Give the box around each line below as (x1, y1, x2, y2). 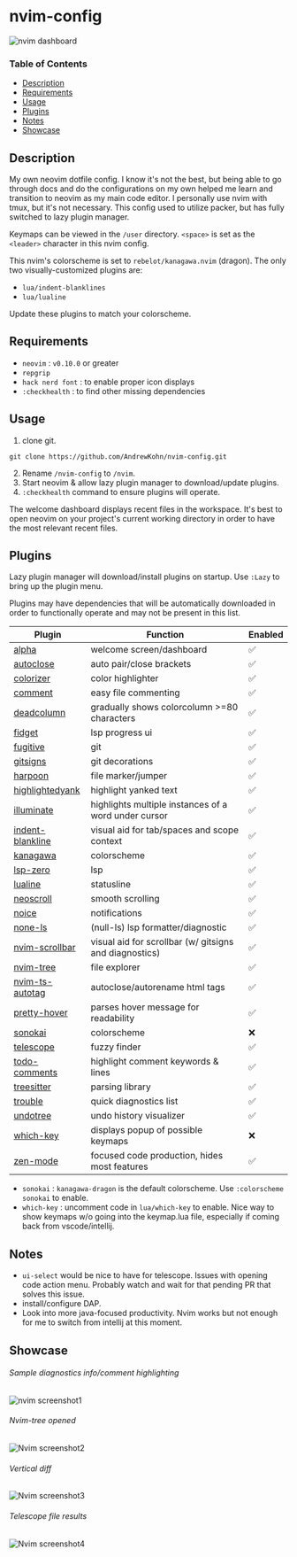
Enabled (247, 629, 284, 641)
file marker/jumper (90, 770, 168, 782)
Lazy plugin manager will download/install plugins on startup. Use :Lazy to (9, 571, 280, 582)
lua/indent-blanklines (21, 283, 106, 293)
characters (90, 712, 136, 724)
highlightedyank (13, 784, 81, 796)
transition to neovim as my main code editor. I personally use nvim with (9, 193, 268, 204)
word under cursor (90, 809, 168, 822)
